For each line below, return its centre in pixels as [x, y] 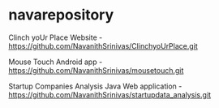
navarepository [61, 15]
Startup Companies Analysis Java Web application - [95, 86]
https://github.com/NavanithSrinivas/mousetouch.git [96, 70]
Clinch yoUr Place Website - [56, 37]
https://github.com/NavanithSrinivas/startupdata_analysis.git [110, 94]
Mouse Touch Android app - [56, 62]
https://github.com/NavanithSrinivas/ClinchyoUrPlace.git [103, 45]
